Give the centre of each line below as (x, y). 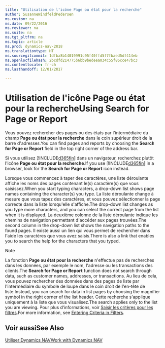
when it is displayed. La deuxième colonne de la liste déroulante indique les (82, 215)
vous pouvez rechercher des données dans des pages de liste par (72, 281)
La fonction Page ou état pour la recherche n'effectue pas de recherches (80, 260)
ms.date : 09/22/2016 (26, 23)
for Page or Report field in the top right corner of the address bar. (72, 148)
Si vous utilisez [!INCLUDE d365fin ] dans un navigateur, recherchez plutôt (80, 158)
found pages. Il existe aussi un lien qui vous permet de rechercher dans (78, 231)
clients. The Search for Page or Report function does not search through (78, 271)
